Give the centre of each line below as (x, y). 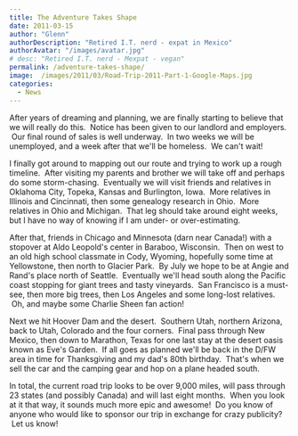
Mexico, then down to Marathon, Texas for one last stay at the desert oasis (146, 340)
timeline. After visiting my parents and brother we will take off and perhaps (147, 173)
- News (29, 92)
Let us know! (35, 424)
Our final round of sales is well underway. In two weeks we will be (133, 136)
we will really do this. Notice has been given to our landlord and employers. (148, 127)
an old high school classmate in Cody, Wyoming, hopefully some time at (141, 256)
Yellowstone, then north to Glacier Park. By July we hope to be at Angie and (149, 266)
